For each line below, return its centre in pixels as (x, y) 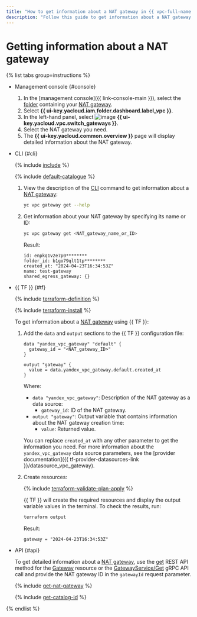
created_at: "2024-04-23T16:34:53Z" (68, 266)
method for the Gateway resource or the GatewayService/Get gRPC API (101, 568)
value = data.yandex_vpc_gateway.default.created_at (95, 370)
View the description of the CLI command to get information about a (106, 188)
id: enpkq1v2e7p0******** (55, 256)
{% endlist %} (23, 609)
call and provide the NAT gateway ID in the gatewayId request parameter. (103, 574)
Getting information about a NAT (87, 46)
